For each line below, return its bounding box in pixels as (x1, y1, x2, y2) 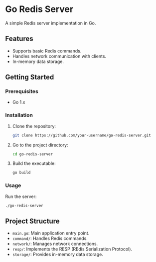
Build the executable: (12, 160, 56, 166)
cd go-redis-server (12, 151, 53, 156)
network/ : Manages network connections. (12, 241, 98, 247)
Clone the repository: (12, 123, 56, 129)
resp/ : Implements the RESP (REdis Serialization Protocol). (12, 246, 133, 252)
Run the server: (5, 193, 37, 199)
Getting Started (5, 73, 54, 81)
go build (12, 170, 31, 175)
